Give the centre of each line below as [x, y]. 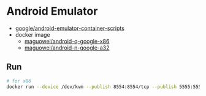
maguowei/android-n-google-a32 [67, 48]
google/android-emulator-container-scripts [70, 28]
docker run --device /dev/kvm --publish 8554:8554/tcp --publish [91, 87]
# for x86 [19, 81]
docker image [32, 34]
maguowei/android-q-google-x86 [67, 41]
